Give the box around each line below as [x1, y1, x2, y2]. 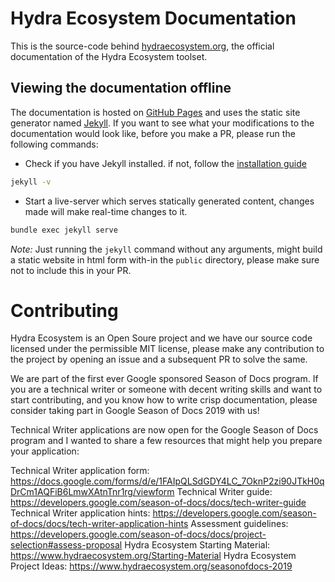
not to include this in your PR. [10, 264, 132, 276]
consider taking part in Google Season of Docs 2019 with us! [10, 405, 260, 417]
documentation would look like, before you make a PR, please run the [10, 127, 296, 139]
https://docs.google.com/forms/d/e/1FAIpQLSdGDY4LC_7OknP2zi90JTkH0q [10, 475, 325, 487]
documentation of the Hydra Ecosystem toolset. [10, 50, 208, 62]
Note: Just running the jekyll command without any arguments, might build [10, 243, 323, 255]
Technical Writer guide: [176, 486, 273, 498]
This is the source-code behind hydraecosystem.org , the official [10, 40, 275, 52]
